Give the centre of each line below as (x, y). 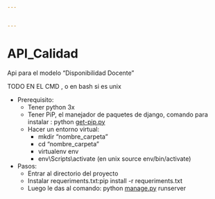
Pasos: (27, 166)
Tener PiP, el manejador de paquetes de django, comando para (118, 114)
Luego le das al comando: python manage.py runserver (106, 188)
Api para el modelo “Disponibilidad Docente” (71, 73)
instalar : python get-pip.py (66, 121)
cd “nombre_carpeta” (68, 144)
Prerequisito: (35, 99)
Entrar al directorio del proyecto (73, 173)
